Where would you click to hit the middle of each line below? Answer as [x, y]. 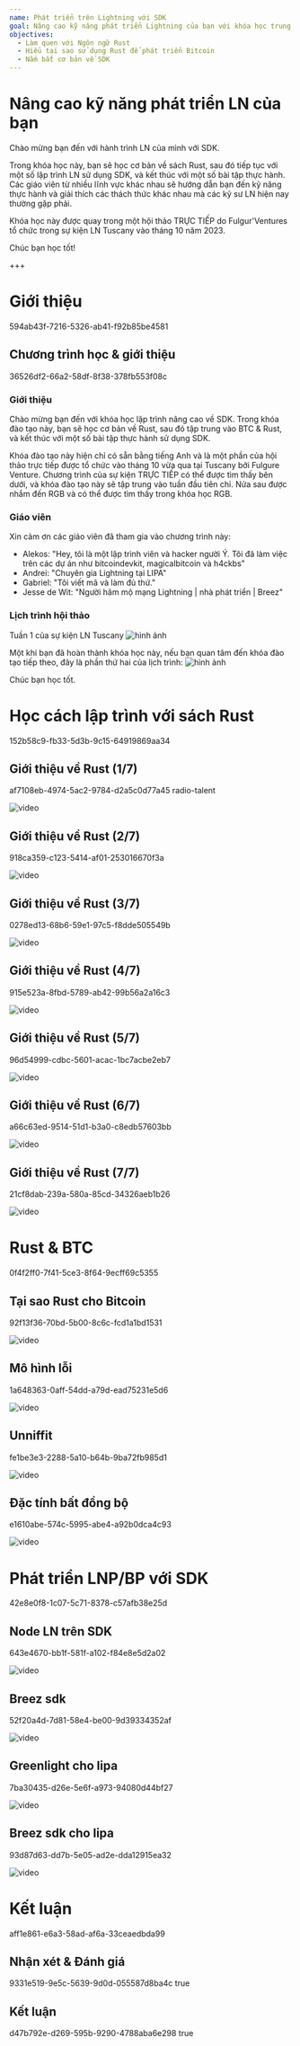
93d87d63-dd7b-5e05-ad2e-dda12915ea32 [91, 1855]
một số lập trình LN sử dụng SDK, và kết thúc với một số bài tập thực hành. [147, 174]
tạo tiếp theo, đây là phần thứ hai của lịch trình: [96, 662]
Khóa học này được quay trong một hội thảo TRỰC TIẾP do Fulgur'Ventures [148, 220]
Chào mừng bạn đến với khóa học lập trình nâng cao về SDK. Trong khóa [145, 419]
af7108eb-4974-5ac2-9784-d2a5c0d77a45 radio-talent [112, 791]
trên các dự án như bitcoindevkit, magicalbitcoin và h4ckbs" [133, 563]
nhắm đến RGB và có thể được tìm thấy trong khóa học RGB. [121, 493]
